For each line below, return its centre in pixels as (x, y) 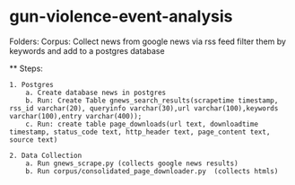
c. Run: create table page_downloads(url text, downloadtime (142, 124)
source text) (34, 140)
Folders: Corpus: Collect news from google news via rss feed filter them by (148, 41)
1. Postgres (31, 84)
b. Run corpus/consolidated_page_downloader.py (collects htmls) (152, 171)
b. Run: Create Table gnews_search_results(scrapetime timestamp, (152, 101)
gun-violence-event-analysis (121, 17)
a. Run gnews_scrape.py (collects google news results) (132, 163)
